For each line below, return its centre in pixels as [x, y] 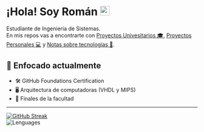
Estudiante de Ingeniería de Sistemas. [53, 28]
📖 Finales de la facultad [44, 98]
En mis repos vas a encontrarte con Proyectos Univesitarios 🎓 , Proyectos [99, 35]
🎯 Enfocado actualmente [54, 66]
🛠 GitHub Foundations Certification [59, 81]
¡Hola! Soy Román [52, 12]
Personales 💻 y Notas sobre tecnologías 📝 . [60, 44]
